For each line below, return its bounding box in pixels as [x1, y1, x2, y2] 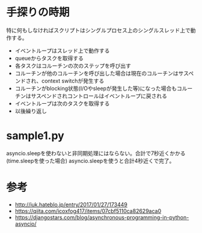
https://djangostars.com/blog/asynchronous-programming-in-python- [14, 214, 189, 221]
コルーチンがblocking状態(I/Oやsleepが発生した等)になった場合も [14, 85, 177, 92]
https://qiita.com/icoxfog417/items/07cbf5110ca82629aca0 [14, 207, 162, 214]
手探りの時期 [6, 5, 70, 19]
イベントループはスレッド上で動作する [14, 46, 110, 54]
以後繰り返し [14, 107, 47, 115]
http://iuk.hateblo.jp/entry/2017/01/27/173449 [14, 200, 127, 208]
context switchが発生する [41, 77, 105, 85]
